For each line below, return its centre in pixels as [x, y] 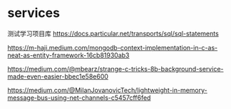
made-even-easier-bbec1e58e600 [58, 76]
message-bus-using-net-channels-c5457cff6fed [79, 98]
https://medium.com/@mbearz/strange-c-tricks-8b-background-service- [115, 69]
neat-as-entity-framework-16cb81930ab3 [68, 55]
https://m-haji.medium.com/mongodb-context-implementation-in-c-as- [113, 47]
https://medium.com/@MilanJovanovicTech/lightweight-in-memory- [108, 90]
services [34, 13]
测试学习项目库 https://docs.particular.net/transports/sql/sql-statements [113, 33]
